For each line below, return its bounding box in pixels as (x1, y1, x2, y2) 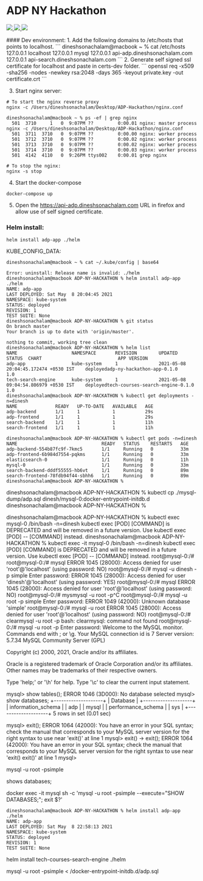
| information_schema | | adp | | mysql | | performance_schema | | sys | (6, 704, 184, 711)
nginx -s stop (6, 168, 43, 174)
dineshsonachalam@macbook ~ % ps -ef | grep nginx (6, 115, 137, 121)
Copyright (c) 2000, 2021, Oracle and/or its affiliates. (6, 649, 139, 656)
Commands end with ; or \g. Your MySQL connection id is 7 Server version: (6, 630, 194, 638)
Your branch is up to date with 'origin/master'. (6, 329, 135, 335)
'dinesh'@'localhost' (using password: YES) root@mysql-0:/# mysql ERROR (6, 579, 196, 586)
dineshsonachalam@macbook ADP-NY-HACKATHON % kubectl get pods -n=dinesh (6, 435, 198, 442)
